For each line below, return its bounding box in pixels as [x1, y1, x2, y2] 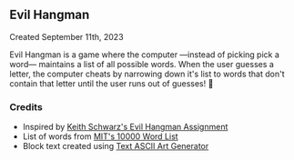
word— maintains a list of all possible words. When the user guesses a [9, 58, 275, 69]
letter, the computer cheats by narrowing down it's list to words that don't [9, 68, 285, 79]
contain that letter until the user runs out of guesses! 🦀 [9, 77, 214, 89]
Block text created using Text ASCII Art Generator [22, 141, 209, 152]
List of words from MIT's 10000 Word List [22, 131, 179, 142]
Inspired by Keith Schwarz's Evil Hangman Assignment [22, 122, 228, 133]
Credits [9, 100, 43, 113]
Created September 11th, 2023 [9, 31, 125, 42]
